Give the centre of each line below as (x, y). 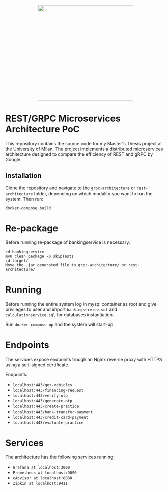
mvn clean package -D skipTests (39, 256)
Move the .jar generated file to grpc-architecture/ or (66, 265)
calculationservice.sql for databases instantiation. (60, 315)
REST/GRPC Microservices (63, 118)
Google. (13, 159)
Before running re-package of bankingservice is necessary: (68, 242)
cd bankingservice (25, 252)
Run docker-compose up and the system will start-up (59, 324)
